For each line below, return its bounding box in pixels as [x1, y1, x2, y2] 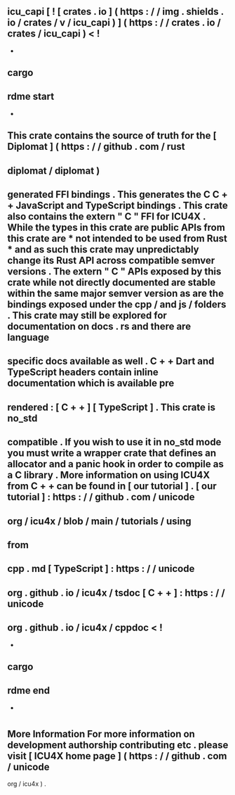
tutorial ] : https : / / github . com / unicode [7, 491, 195, 503]
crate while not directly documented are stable [7, 276, 216, 288]
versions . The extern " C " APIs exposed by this [7, 265, 222, 277]
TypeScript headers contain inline [7, 367, 159, 379]
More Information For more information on [7, 727, 195, 740]
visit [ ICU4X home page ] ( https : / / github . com [7, 750, 227, 762]
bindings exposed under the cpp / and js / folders [7, 298, 227, 310]
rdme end [7, 685, 51, 697]
